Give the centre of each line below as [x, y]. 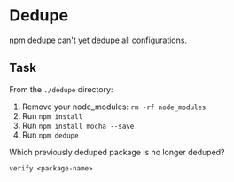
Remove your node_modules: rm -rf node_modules [114, 107]
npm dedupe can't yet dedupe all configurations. [98, 40]
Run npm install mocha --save [78, 125]
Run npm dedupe [50, 135]
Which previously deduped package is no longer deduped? [117, 152]
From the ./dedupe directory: [61, 89]
